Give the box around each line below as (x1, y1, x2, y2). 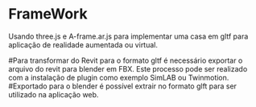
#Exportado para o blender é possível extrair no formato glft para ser (8, 81, 237, 91)
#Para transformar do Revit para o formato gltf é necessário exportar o (8, 56, 243, 65)
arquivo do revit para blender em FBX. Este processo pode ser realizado (8, 64, 248, 73)
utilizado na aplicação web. (8, 89, 99, 99)
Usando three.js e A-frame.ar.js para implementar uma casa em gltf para (8, 31, 249, 41)
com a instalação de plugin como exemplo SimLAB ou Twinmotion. (8, 72, 229, 82)
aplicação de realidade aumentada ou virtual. (8, 39, 159, 49)
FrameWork (8, 5, 88, 23)
